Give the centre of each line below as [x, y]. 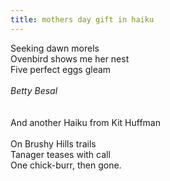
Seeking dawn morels [55, 48]
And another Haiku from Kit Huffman [85, 122]
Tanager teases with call [60, 154]
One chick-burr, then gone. [66, 165]
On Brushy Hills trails [53, 143]
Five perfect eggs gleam [61, 69]
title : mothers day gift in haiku [82, 19]
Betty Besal [34, 90]
